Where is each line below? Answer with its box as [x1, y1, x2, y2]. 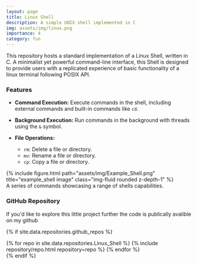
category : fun [6, 36, 41, 42]
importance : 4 [6, 31, 41, 37]
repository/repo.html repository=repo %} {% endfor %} [6, 246, 140, 253]
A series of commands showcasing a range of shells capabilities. [6, 182, 164, 189]
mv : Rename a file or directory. [23, 152, 96, 159]
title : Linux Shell [6, 14, 54, 20]
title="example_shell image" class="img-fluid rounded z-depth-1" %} [6, 176, 174, 183]
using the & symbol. [14, 123, 63, 130]
